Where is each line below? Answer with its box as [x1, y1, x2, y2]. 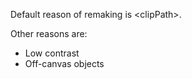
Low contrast [24, 47, 80, 59]
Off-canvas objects [24, 58, 105, 69]
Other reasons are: [10, 28, 88, 39]
